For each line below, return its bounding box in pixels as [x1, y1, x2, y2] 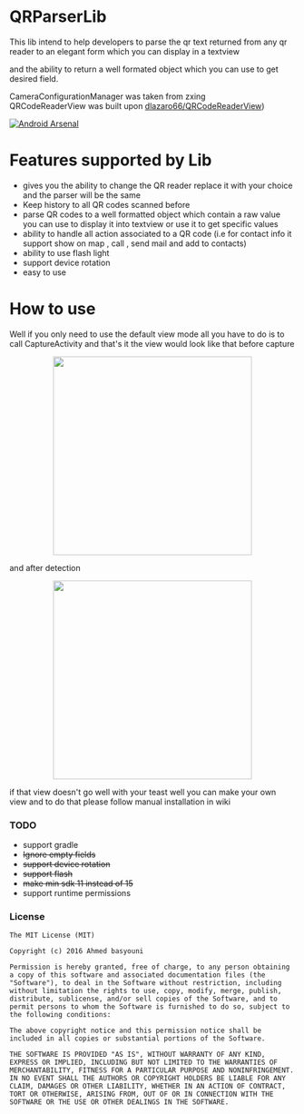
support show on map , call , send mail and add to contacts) [22, 238, 247, 249]
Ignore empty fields [22, 849, 96, 860]
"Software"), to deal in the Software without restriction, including [9, 979, 282, 988]
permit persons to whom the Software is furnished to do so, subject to [9, 1002, 290, 1011]
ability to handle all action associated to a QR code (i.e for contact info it [22, 228, 292, 239]
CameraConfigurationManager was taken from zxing [9, 91, 206, 102]
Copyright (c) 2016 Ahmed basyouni [9, 947, 144, 956]
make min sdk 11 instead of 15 [22, 878, 133, 889]
